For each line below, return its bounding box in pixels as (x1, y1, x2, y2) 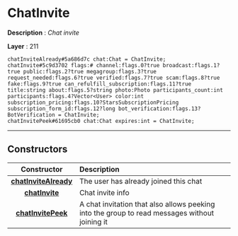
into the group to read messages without (79, 208, 215, 218)
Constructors (7, 143, 68, 155)
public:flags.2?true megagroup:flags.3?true (23, 68, 157, 75)
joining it (79, 217, 108, 227)
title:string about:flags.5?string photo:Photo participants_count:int (7, 86, 223, 93)
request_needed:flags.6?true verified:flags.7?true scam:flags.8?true (7, 74, 220, 81)
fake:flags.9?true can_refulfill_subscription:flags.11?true (7, 80, 192, 88)
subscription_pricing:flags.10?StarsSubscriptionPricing (7, 99, 179, 106)
